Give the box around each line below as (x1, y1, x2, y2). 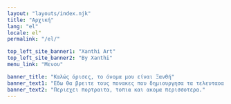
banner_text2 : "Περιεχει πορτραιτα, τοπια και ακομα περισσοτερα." (7, 86, 206, 93)
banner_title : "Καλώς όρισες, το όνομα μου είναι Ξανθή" (7, 73, 175, 80)
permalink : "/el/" (7, 36, 60, 43)
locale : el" (7, 29, 41, 37)
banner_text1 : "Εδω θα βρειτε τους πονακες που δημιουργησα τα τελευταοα (7, 80, 225, 87)
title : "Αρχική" (7, 17, 54, 23)
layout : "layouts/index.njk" (7, 10, 91, 17)
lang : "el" (7, 23, 39, 30)
